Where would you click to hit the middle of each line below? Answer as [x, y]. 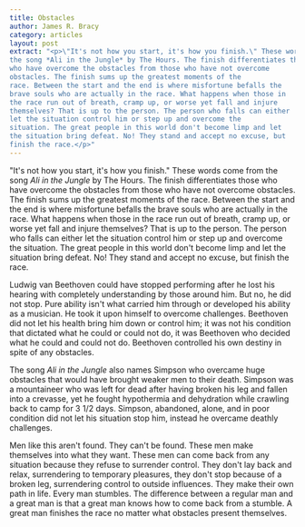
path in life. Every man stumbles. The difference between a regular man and [151, 493]
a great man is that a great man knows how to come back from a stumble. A [151, 503]
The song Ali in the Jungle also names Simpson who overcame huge [138, 370]
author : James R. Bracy [54, 26]
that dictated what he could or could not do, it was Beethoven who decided [150, 333]
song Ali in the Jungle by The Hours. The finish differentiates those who [144, 180]
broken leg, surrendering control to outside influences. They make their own [152, 483]
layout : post [34, 43]
